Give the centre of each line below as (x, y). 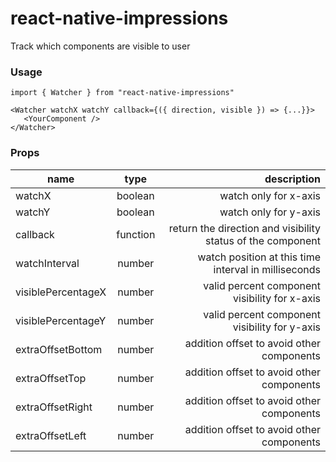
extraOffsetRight (54, 407)
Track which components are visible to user (100, 46)
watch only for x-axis (270, 195)
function (136, 234)
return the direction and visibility (244, 228)
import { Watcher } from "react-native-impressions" (122, 93)
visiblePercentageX (61, 292)
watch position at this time (259, 257)
